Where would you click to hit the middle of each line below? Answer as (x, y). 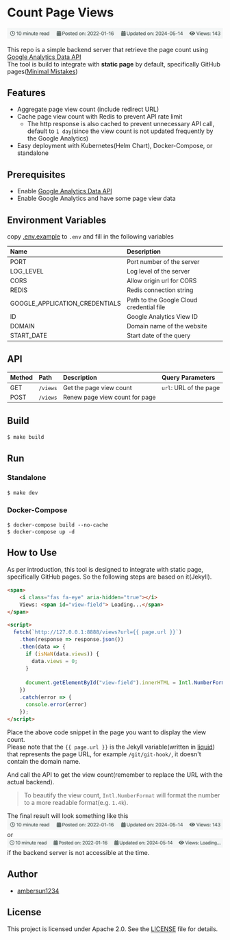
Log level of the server (158, 271)
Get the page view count (97, 387)
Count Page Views (61, 13)
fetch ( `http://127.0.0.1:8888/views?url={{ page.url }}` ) (98, 632)
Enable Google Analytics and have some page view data (96, 198)
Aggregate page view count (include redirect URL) (88, 109)
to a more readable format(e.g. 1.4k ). (76, 802)
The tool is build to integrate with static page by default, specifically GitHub (114, 64)
